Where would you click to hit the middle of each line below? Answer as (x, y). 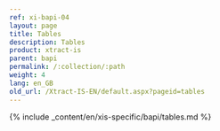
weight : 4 (28, 75)
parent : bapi (33, 58)
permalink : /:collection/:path (67, 67)
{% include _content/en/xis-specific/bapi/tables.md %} (110, 117)
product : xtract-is (45, 50)
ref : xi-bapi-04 (39, 17)
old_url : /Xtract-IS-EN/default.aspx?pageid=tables (107, 91)
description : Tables (48, 42)
